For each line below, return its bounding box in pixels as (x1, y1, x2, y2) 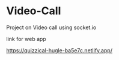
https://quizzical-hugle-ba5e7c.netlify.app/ (6, 46, 113, 54)
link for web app (6, 35, 46, 42)
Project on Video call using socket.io (6, 24, 97, 31)
